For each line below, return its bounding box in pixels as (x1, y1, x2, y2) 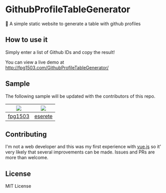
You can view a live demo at (5, 59, 64, 65)
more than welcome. (5, 155, 49, 161)
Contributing (5, 130, 47, 139)
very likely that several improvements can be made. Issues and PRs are (5, 149, 155, 155)
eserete (34, 112, 53, 120)
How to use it (5, 35, 48, 44)
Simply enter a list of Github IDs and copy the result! (5, 49, 115, 55)
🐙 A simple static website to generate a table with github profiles (5, 21, 141, 27)
